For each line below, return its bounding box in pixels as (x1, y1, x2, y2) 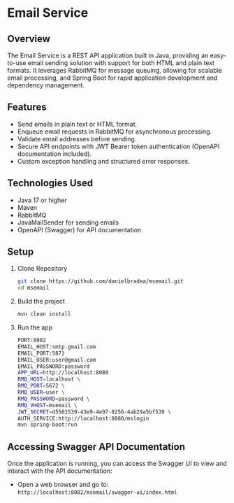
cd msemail (17, 285, 50, 292)
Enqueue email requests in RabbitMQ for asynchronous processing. (17, 127, 212, 136)
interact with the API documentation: (7, 467, 112, 475)
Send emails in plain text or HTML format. (17, 120, 138, 128)
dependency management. (7, 81, 85, 89)
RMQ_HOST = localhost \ (17, 376, 81, 383)
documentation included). (17, 149, 92, 158)
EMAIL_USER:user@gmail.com (17, 356, 96, 363)
